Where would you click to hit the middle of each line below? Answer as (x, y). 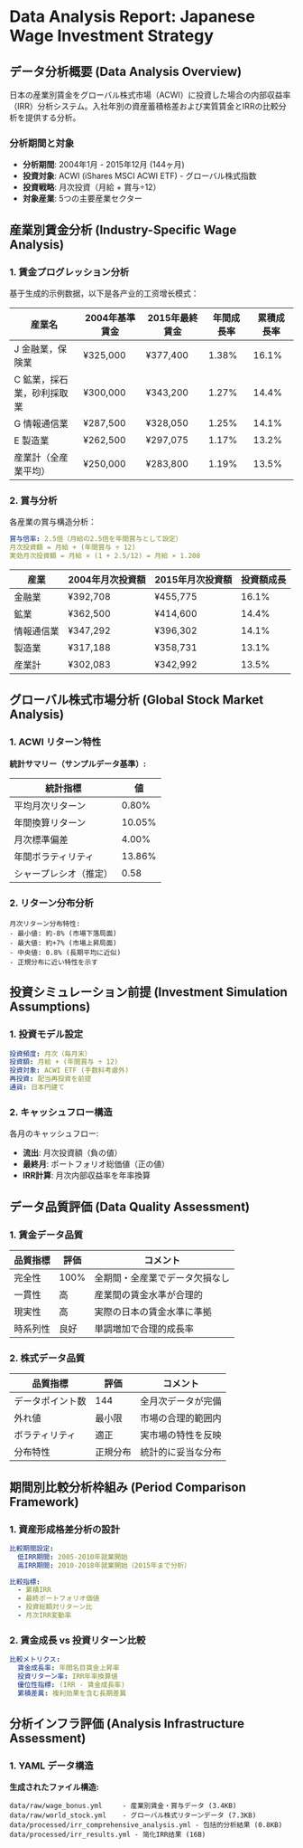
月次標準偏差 (41, 839)
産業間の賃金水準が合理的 (148, 1294)
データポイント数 (50, 1401)
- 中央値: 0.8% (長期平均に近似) (65, 952)
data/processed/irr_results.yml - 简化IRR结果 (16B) (108, 1835)
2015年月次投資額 (193, 579)
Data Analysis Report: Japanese (132, 17)
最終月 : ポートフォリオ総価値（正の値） (96, 1164)
